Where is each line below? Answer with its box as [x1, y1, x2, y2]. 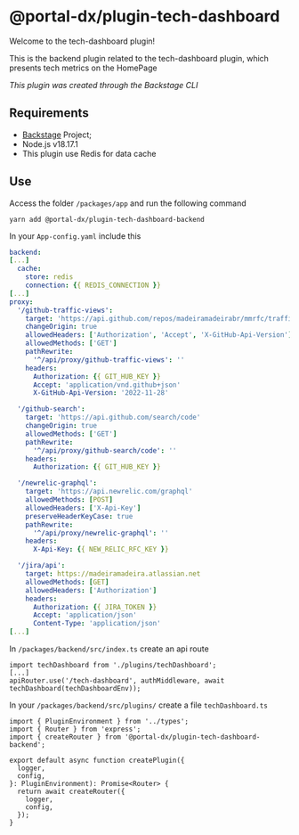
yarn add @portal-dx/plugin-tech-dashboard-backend [9, 215, 205, 224]
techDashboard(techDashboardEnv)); [9, 684, 141, 693]
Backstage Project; [21, 129, 92, 140]
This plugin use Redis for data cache [21, 148, 157, 159]
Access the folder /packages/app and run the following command [9, 198, 246, 209]
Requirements [9, 105, 89, 121]
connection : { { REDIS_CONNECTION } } [25, 281, 162, 291]
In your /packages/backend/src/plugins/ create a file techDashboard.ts [9, 700, 269, 710]
